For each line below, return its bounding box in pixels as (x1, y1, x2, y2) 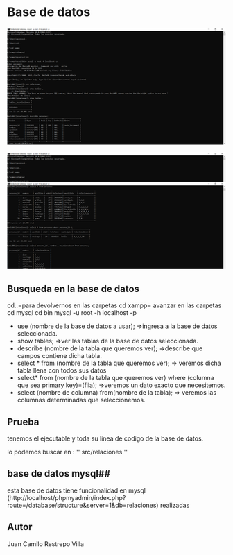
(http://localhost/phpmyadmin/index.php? (7, 493, 126, 502)
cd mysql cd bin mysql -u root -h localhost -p (7, 309, 137, 317)
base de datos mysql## (7, 468, 111, 479)
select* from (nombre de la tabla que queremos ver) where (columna (17, 374, 214, 382)
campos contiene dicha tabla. (17, 352, 102, 360)
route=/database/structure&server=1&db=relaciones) (7, 501, 159, 509)
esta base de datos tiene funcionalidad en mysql (7, 486, 146, 495)
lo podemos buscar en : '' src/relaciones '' (7, 447, 128, 456)
